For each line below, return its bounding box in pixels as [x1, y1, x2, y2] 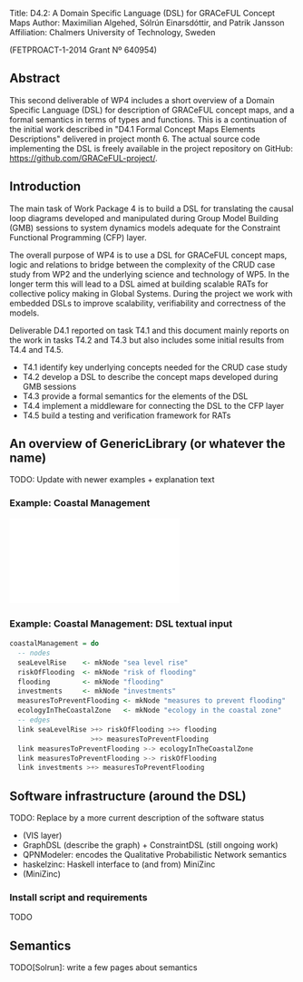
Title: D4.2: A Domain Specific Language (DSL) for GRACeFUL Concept [9, 8, 275, 18]
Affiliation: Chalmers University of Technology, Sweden [9, 27, 216, 37]
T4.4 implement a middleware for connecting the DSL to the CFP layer [22, 400, 285, 411]
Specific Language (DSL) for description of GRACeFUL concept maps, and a [9, 104, 295, 115]
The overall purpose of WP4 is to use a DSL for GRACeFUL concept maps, [9, 249, 288, 260]
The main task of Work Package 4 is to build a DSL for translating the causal [9, 203, 294, 214]
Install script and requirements [9, 891, 148, 904]
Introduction [9, 179, 82, 194]
